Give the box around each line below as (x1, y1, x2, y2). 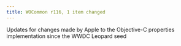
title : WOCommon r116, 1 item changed (6, 9, 106, 15)
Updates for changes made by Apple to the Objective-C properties (6, 26, 175, 33)
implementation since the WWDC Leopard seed (6, 32, 127, 40)
